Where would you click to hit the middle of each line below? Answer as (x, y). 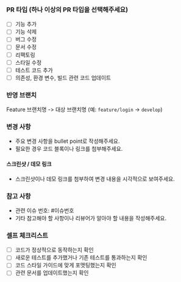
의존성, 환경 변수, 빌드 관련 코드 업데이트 (63, 78)
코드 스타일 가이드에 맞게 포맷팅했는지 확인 (66, 265)
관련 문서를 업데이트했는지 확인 (52, 273)
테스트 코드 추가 (34, 70)
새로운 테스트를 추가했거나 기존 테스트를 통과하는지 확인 (81, 258)
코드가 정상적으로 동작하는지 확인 (54, 250)
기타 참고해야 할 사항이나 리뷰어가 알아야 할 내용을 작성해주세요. (90, 218)
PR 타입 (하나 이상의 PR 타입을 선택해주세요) (67, 9)
